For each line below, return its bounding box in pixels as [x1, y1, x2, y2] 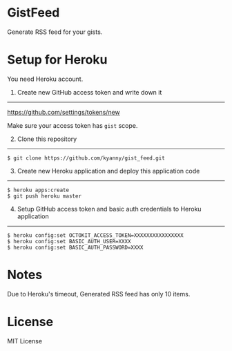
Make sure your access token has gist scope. [7, 121, 138, 129]
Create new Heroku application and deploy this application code [17, 167, 200, 175]
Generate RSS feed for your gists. [7, 28, 103, 36]
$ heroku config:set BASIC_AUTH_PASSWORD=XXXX [7, 244, 144, 251]
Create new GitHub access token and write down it [17, 88, 162, 96]
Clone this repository [17, 135, 77, 143]
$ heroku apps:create [7, 187, 70, 193]
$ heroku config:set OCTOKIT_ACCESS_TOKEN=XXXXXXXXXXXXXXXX [7, 231, 184, 239]
